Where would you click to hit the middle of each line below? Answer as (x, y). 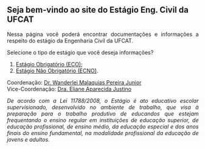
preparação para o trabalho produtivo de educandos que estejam (103, 113)
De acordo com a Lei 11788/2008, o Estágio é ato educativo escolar (103, 100)
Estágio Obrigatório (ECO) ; (49, 64)
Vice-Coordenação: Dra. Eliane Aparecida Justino (69, 89)
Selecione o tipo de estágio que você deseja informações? (80, 52)
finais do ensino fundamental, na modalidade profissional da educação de (103, 133)
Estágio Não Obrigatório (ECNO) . (57, 71)
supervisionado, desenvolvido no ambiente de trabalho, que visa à (103, 107)
